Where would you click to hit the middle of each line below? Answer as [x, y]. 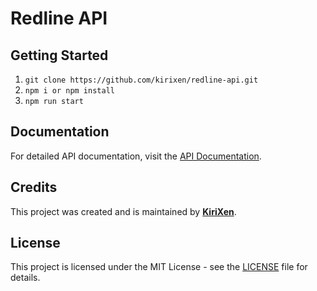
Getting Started [59, 55]
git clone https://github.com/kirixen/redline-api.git [141, 80]
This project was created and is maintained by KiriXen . [123, 211]
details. [25, 278]
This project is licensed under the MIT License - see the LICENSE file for [159, 267]
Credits [34, 187]
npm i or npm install [69, 91]
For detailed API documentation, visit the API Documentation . [136, 156]
